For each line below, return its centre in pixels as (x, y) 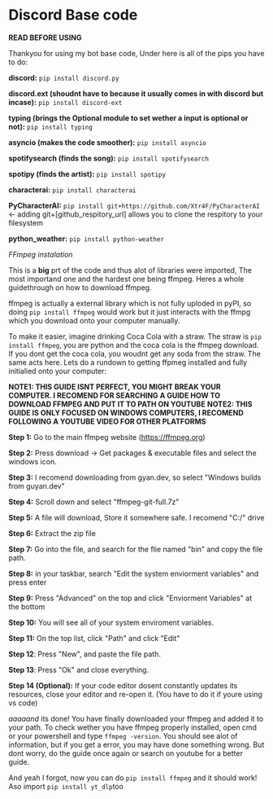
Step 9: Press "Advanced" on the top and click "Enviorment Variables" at (130, 598)
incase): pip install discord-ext (65, 102)
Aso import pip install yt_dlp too (66, 786)
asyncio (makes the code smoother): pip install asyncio (108, 142)
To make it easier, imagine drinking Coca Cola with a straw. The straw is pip (135, 336)
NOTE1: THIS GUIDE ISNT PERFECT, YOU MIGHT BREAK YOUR (115, 386)
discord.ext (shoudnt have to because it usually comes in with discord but (136, 93)
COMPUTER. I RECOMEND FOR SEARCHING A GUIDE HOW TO (115, 395)
